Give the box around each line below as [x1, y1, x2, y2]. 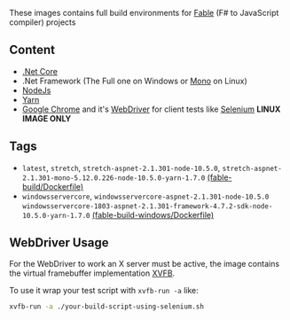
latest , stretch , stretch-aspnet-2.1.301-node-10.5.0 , [21, 162, 221, 173]
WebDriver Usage [9, 235, 109, 251]
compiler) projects [9, 17, 76, 27]
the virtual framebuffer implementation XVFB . [9, 268, 176, 278]
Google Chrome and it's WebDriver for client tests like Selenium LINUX [21, 104, 281, 114]
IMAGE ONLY [21, 113, 72, 123]
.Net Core [21, 66, 58, 76]
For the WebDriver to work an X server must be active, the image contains [9, 259, 280, 269]
